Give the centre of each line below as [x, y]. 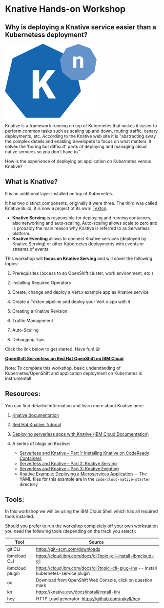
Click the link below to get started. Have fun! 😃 [52, 349]
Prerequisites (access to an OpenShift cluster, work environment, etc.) [83, 273]
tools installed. [20, 516]
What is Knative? [31, 182]
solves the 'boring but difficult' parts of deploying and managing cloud [76, 146]
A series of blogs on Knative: [41, 444]
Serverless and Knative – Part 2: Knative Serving [68, 463]
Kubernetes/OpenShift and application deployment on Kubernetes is [74, 373]
